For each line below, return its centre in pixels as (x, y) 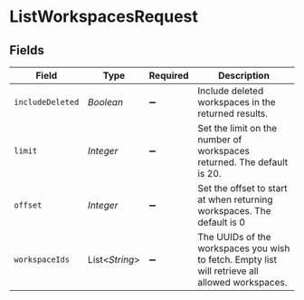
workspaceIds (42, 260)
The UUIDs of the (234, 237)
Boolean (105, 102)
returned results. (233, 113)
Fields (27, 50)
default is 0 (222, 222)
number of (220, 140)
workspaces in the (237, 102)
